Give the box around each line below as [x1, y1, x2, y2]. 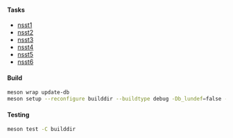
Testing [7, 110, 30, 119]
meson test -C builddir [7, 126, 76, 133]
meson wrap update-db [7, 89, 70, 96]
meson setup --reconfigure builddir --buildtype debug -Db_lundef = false [7, 96, 222, 103]
